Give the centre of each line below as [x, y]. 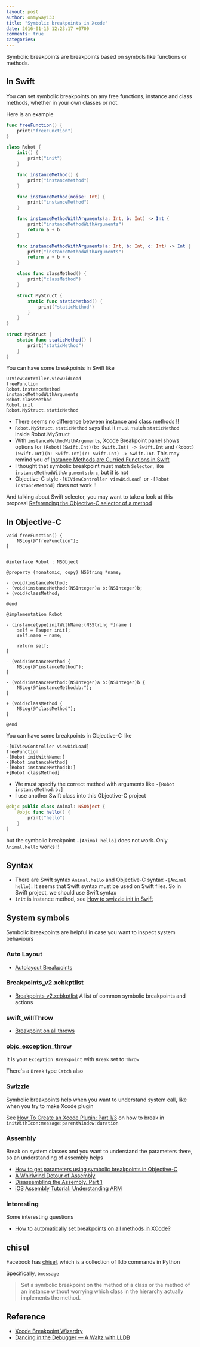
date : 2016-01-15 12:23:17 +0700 [48, 28]
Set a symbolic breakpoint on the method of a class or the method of [105, 1285]
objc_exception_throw [39, 1046]
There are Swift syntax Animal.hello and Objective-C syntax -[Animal [101, 880]
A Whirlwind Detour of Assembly [55, 1176]
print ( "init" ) [45, 158]
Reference [26, 1317]
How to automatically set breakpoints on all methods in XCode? [93, 1228]
